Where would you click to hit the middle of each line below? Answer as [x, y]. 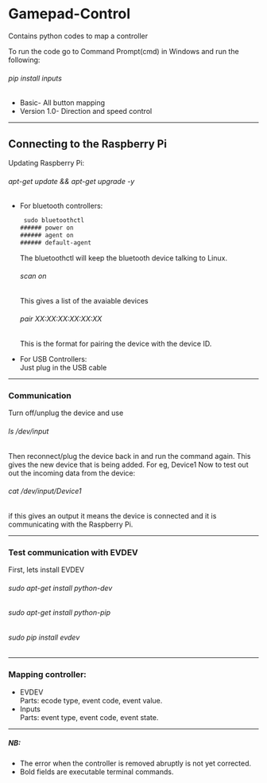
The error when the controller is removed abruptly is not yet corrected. [135, 763]
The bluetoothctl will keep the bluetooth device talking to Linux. [124, 258]
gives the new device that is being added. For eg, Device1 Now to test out [128, 464]
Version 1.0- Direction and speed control [86, 112]
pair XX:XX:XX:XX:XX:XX [61, 319]
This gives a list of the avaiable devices [84, 300]
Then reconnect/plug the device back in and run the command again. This [130, 456]
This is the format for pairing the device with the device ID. [116, 344]
